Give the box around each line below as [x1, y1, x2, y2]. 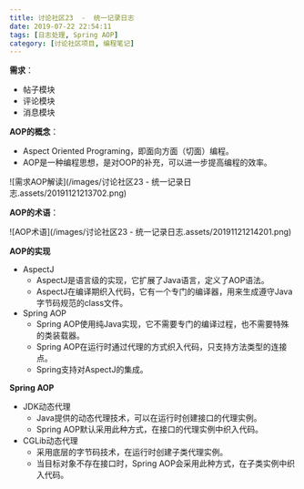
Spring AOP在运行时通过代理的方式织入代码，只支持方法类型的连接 [35, 341, 288, 352]
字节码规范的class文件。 [35, 298, 128, 309]
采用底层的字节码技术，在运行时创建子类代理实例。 [35, 447, 228, 458]
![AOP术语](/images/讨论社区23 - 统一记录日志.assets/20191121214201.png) [9, 227, 292, 238]
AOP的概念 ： [9, 127, 59, 138]
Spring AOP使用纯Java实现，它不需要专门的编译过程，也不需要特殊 [35, 319, 289, 330]
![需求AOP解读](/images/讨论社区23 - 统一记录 [9, 177, 184, 188]
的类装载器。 [35, 330, 85, 341]
